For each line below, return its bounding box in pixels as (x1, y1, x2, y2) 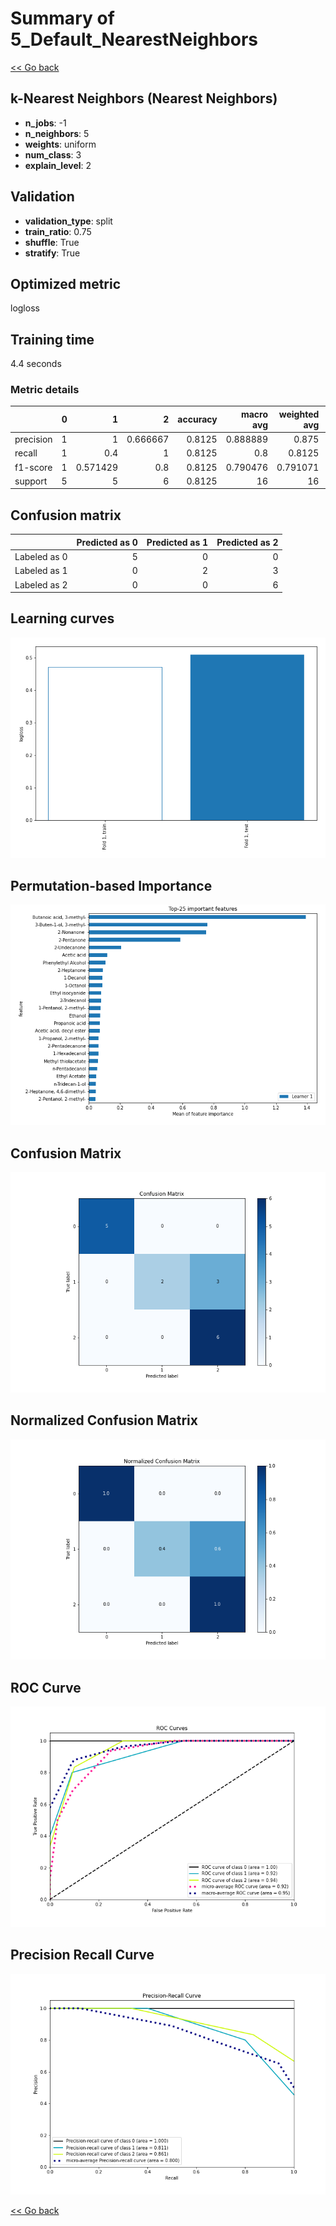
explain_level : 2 (24, 159, 92, 171)
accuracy (177, 413, 218, 426)
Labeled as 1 (14, 565, 68, 577)
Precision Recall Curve (10, 1947, 155, 1964)
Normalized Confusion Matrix (10, 1412, 198, 1429)
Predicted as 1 (146, 536, 209, 548)
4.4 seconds (10, 358, 62, 370)
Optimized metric (10, 275, 122, 292)
